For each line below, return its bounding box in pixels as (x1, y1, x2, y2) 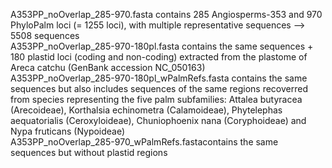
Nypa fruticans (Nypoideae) (10, 125, 126, 137)
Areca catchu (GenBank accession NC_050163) (10, 62, 206, 73)
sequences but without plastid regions (10, 147, 168, 158)
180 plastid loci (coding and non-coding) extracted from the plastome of (10, 51, 308, 63)
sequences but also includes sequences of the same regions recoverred (10, 83, 308, 94)
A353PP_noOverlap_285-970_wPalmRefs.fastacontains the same (10, 136, 279, 148)
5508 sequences (10, 30, 80, 41)
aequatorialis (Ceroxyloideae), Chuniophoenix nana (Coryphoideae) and (10, 115, 307, 126)
